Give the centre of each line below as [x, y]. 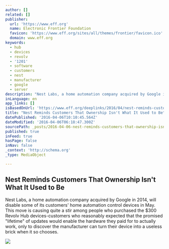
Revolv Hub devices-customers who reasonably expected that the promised [84, 216]
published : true [22, 131]
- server [19, 89]
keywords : [16, 43]
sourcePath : [18, 127]
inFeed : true [19, 136]
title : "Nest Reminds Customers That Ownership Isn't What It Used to [81, 113]
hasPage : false [21, 141]
